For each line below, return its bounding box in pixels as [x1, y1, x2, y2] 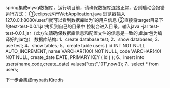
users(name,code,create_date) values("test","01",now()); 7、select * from [5, 61, 159, 67]
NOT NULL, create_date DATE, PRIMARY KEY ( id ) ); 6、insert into [5, 54, 145, 60]
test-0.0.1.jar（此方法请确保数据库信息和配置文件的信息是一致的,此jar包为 [5, 30, 158, 36]
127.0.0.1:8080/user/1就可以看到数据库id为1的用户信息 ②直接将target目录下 [5, 17, 164, 23]
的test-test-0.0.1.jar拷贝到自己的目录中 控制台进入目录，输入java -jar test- [5, 23, 159, 30]
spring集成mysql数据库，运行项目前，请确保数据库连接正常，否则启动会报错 [5, 5, 165, 10]
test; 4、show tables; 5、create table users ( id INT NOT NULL [14, 43, 145, 48]
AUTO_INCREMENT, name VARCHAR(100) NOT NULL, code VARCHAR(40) [5, 48, 162, 54]
